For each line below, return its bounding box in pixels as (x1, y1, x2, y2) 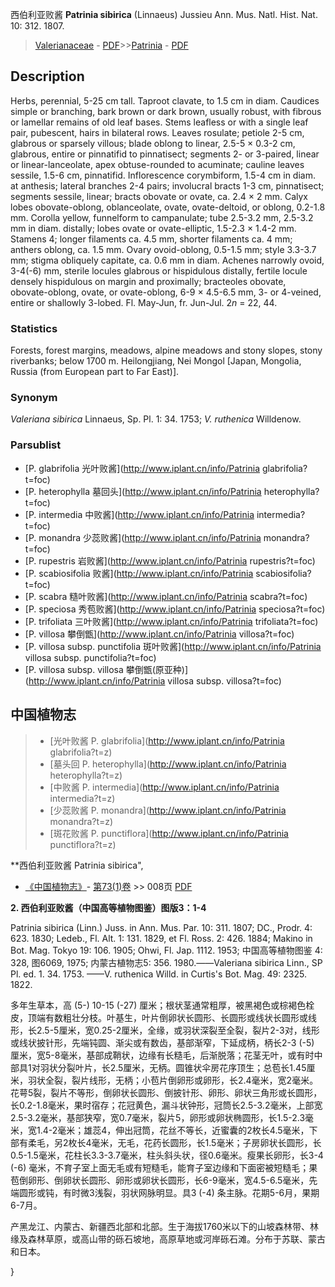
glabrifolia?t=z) (49, 746, 113, 758)
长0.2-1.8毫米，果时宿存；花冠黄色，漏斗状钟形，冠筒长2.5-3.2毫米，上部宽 (10, 1099, 323, 1111)
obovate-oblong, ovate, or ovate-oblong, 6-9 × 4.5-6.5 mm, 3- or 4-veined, (10, 286, 322, 298)
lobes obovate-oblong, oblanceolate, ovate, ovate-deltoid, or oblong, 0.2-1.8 (10, 201, 326, 213)
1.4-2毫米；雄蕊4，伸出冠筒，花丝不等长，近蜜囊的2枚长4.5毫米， (36, 1124, 310, 1136)
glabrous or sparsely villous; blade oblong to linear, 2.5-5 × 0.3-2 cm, (10, 137, 296, 149)
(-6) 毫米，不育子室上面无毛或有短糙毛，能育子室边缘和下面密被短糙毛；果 (10, 1161, 318, 1173)
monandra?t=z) (49, 815, 114, 827)
